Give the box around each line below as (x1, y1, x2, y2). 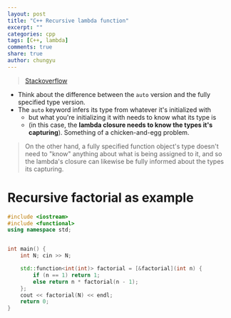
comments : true (7, 43, 53, 51)
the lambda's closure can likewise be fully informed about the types (24, 157, 225, 165)
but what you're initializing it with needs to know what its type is (28, 113, 217, 121)
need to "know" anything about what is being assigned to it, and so (24, 149, 222, 158)
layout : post (7, 10, 46, 18)
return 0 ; (20, 298, 50, 305)
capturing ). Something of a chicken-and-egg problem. (28, 128, 190, 136)
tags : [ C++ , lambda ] (7, 37, 69, 44)
